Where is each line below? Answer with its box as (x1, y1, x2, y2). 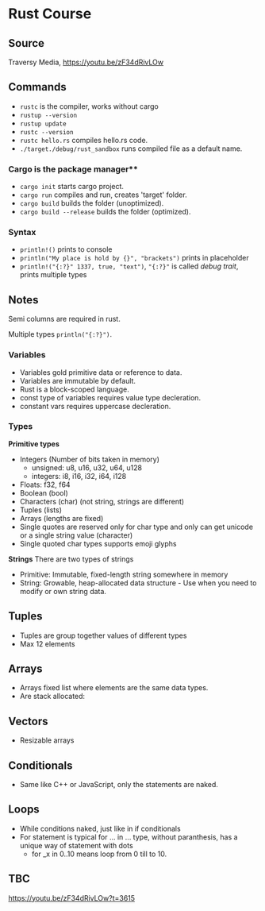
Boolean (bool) (19, 488, 69, 497)
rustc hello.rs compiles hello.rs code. (19, 135, 148, 145)
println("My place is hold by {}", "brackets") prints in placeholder (19, 253, 249, 263)
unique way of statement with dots (19, 840, 133, 850)
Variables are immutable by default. (19, 376, 136, 385)
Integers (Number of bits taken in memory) (19, 454, 160, 464)
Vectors (8, 714, 48, 728)
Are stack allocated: (19, 692, 86, 701)
